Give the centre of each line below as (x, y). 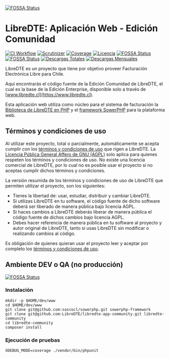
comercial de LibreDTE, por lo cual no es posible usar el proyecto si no (79, 165)
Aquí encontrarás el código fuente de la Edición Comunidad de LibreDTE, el (84, 83)
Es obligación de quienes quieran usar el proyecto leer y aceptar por (77, 243)
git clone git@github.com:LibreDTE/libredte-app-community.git (74, 314)
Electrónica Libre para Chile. (35, 74)
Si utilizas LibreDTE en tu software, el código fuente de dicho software (86, 201)
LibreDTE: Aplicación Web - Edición (82, 28)
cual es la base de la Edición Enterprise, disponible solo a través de (76, 89)
